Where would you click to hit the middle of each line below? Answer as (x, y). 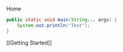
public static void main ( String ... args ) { (62, 20)
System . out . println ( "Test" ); (54, 25)
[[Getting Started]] (29, 42)
